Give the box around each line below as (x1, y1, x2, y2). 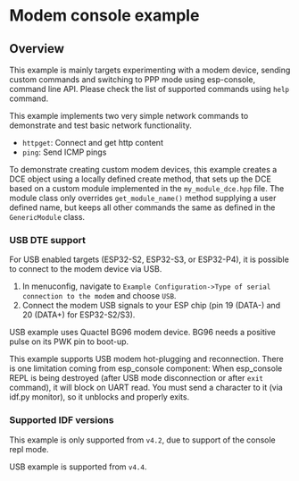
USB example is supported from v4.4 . (9, 461, 147, 472)
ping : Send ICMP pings (21, 147, 107, 157)
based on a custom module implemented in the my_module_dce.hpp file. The (9, 183, 285, 193)
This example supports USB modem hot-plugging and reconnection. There (9, 354, 284, 365)
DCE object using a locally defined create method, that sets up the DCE (9, 173, 272, 184)
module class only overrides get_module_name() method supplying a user (9, 193, 277, 203)
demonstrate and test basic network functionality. (9, 120, 192, 131)
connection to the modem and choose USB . (21, 291, 177, 301)
